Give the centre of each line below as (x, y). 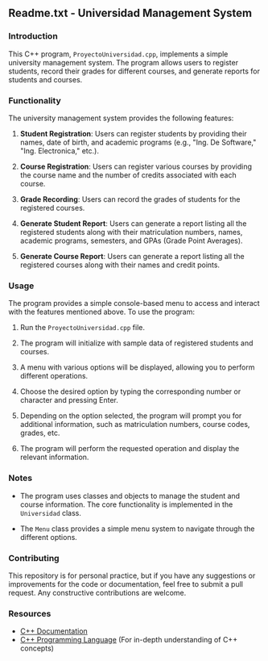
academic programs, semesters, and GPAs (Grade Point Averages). (131, 241)
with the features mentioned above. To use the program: (102, 312)
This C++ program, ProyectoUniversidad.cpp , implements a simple (118, 54)
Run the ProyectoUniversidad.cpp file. (82, 328)
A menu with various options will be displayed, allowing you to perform (137, 367)
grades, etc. (40, 433)
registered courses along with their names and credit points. (120, 265)
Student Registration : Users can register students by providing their (133, 133)
